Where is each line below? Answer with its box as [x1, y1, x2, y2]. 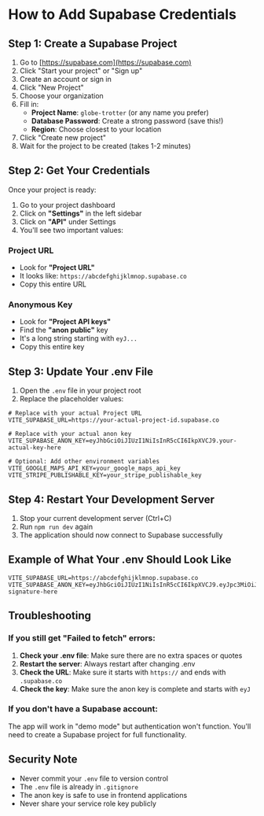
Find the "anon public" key [19, 325, 108, 335]
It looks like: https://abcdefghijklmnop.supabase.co [19, 271, 187, 281]
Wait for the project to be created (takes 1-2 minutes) [19, 142, 191, 150]
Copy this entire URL [19, 279, 86, 289]
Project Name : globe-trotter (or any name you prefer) [31, 108, 210, 117]
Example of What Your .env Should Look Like [8, 553, 232, 567]
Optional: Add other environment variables [15, 458, 159, 466]
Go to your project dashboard [19, 200, 115, 209]
